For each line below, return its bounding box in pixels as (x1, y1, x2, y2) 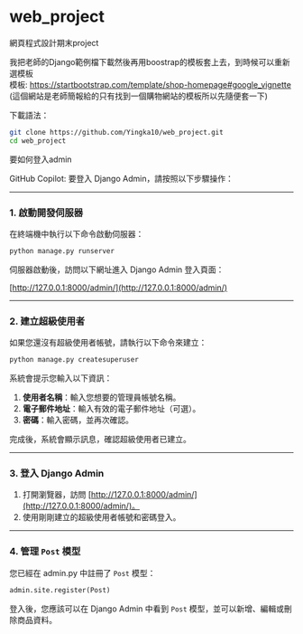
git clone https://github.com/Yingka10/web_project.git (9, 128, 224, 137)
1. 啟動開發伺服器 (9, 206, 84, 219)
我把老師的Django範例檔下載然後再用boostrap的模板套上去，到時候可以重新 (9, 56, 290, 67)
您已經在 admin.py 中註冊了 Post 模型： (9, 567, 156, 578)
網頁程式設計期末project (9, 37, 99, 48)
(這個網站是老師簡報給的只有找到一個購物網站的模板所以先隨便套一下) (9, 90, 269, 101)
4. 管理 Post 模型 (9, 545, 81, 558)
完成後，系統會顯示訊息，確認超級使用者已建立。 (9, 434, 191, 445)
